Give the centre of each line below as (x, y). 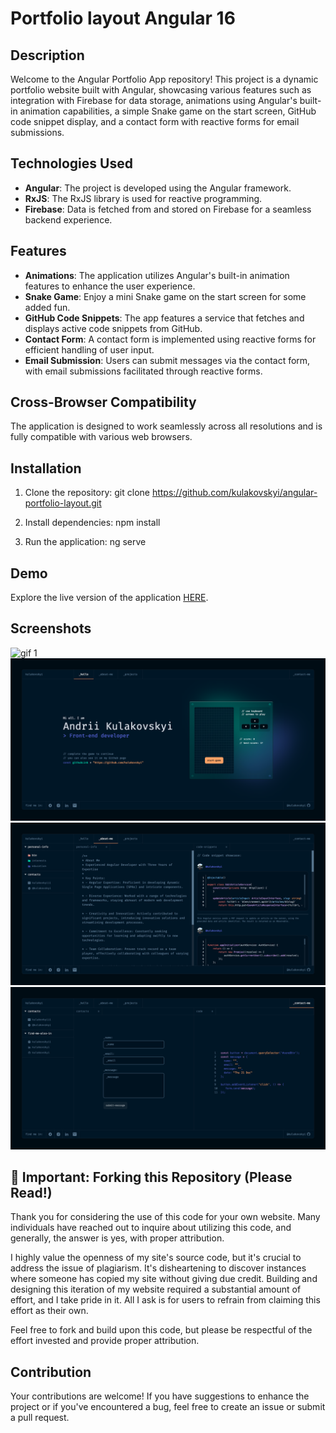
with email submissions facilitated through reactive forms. (143, 371)
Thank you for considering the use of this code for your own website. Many (165, 1217)
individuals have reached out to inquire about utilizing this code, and (151, 1228)
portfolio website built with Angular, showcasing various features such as (161, 90)
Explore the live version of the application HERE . (109, 598)
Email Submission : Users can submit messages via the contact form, (167, 360)
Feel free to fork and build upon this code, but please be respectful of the (161, 1330)
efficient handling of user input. (89, 349)
